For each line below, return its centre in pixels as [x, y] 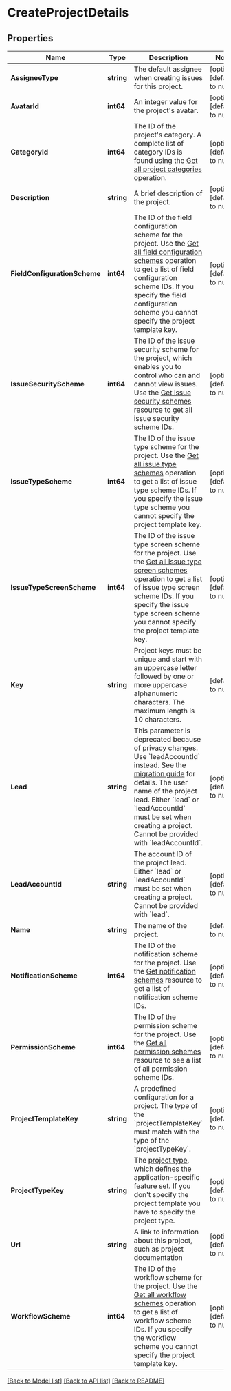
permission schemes [167, 1052]
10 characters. [158, 719]
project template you [167, 1203]
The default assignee [168, 69]
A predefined [155, 1088]
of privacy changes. [166, 748]
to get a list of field [164, 269]
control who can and [167, 375]
